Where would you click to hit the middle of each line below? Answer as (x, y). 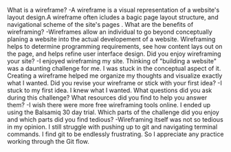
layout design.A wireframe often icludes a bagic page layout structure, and (113, 17)
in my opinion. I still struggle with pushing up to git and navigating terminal (112, 127)
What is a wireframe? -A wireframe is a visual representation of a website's (113, 10)
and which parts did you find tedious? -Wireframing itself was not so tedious (115, 119)
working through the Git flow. (48, 141)
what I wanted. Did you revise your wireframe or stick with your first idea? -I (114, 83)
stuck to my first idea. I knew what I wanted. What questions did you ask (110, 90)
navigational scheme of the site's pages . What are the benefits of (100, 24)
